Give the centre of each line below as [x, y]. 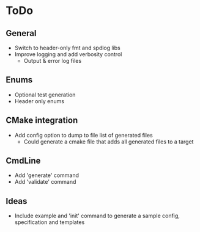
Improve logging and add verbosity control [68, 54]
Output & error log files [53, 61]
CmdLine [23, 161]
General [21, 33]
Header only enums [39, 101]
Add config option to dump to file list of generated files [84, 135]
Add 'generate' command [47, 175]
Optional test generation [45, 95]
